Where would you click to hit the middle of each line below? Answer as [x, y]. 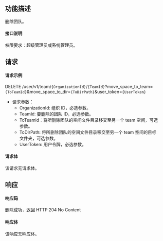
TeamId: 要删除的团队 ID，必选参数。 [56, 114]
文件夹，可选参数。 [39, 138]
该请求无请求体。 [22, 168]
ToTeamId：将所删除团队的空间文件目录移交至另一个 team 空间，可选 [89, 120]
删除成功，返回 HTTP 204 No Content [43, 210]
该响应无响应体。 [22, 234]
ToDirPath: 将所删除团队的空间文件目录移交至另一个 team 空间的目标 [88, 132]
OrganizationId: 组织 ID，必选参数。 [55, 108]
